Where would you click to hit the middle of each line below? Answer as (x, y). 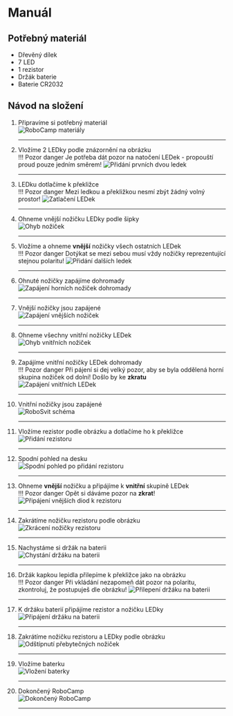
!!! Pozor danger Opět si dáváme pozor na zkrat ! (86, 493)
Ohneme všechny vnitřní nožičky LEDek (75, 335)
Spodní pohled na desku (53, 458)
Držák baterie (37, 77)
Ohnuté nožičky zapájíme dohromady (71, 281)
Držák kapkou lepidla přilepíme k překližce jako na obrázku (102, 574)
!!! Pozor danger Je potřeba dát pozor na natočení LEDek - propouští (115, 157)
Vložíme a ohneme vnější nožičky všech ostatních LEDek (100, 246)
